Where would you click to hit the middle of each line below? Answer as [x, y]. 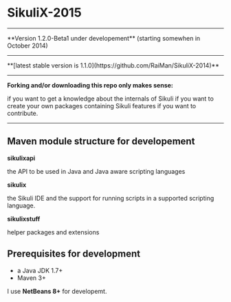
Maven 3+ [31, 278]
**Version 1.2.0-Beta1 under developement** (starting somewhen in [104, 38]
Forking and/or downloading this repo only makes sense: [90, 85]
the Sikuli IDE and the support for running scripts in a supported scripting [111, 198]
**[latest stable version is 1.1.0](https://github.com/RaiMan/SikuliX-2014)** [113, 65]
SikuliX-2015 [44, 13]
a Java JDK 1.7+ [40, 270]
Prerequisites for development [74, 254]
